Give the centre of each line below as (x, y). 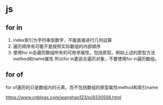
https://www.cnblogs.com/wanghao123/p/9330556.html (63, 97)
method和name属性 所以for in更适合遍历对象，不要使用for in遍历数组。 (86, 59)
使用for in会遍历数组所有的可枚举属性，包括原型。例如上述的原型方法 (84, 52)
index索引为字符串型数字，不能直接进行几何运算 (62, 40)
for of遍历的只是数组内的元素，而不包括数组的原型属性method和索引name (82, 87)
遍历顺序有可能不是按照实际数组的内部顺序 (57, 46)
